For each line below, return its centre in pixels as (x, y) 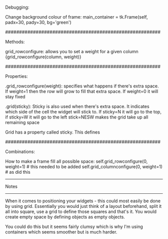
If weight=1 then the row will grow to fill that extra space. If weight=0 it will (82, 91)
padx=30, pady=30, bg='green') (38, 22)
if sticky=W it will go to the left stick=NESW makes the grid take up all (77, 117)
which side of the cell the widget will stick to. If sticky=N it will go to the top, (83, 112)
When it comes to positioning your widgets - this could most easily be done (83, 201)
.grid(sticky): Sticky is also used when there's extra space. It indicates (77, 106)
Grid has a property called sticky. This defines (52, 132)
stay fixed (15, 97)
